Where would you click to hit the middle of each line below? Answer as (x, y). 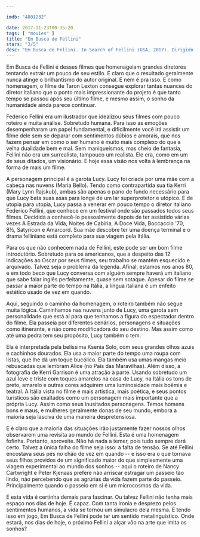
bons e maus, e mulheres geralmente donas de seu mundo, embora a (92, 410)
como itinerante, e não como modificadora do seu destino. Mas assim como (100, 329)
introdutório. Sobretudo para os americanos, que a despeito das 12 (88, 254)
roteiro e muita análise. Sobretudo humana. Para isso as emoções (87, 123)
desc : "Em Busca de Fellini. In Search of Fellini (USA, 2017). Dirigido (100, 50)
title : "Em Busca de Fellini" (44, 39)
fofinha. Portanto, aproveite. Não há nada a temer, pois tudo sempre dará (96, 441)
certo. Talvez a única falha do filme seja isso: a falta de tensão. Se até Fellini (100, 447)
